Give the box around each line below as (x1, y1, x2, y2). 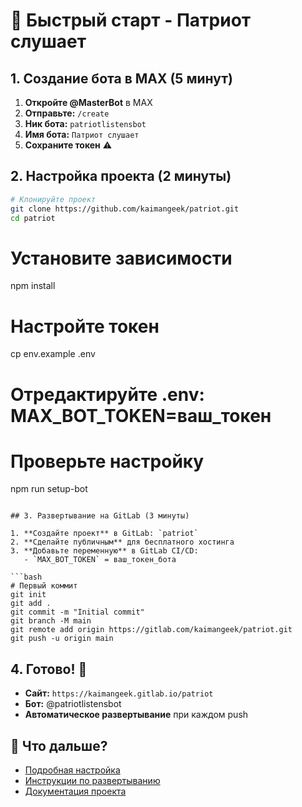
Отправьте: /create (24, 107, 110, 119)
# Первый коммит (10, 581, 78, 591)
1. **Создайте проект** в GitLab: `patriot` (10, 529, 199, 539)
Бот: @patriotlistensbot (24, 698, 122, 710)
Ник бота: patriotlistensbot (24, 118, 147, 129)
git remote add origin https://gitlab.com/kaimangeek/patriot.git (10, 625, 293, 635)
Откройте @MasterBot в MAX (24, 97, 153, 108)
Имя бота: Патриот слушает (24, 129, 140, 140)
